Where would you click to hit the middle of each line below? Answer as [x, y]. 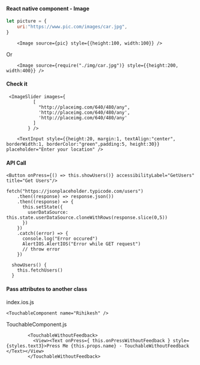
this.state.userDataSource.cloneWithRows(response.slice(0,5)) [87, 218]
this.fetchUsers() [40, 270]
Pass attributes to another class [47, 289]
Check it [17, 84]
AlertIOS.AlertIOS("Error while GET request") [81, 244]
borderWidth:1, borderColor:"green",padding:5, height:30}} [83, 145]
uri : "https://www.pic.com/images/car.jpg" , [72, 27]
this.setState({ [42, 207]
